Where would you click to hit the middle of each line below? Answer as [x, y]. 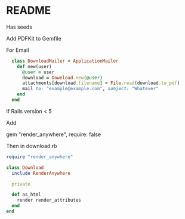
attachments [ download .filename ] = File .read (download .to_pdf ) [101, 83]
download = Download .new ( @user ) [62, 78]
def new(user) [34, 66]
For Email [18, 50]
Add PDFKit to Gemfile [34, 38]
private [21, 184]
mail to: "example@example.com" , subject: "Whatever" [90, 89]
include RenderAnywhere [41, 173]
